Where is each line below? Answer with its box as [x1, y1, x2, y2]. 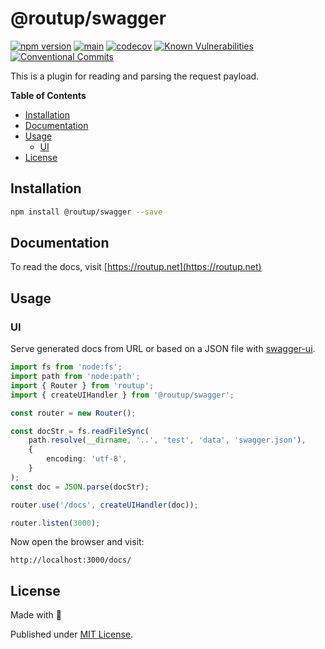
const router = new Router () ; [10, 408, 137, 418]
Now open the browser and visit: [10, 536, 145, 548]
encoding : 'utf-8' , [46, 454, 128, 464]
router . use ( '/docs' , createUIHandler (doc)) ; [10, 500, 199, 510]
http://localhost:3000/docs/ [10, 555, 132, 566]
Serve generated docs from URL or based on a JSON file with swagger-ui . [10, 343, 316, 355]
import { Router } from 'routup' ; [10, 380, 155, 391]
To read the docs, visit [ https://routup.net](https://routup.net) [10, 261, 262, 273]
